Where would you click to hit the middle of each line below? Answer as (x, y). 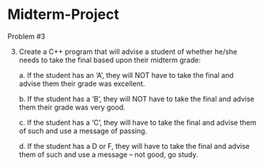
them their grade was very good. (72, 107)
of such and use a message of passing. (83, 131)
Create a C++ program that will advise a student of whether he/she (128, 51)
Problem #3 (26, 36)
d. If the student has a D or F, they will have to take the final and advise (134, 146)
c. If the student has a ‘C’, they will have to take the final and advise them (138, 122)
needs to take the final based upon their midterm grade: (109, 60)
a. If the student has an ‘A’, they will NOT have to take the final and (126, 75)
